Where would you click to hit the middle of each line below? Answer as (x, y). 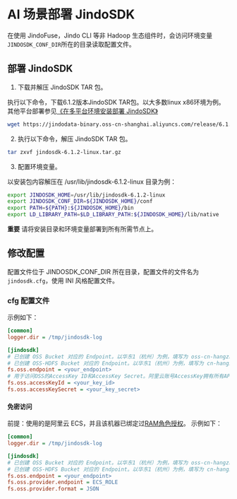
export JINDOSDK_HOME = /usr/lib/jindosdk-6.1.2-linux (86, 195)
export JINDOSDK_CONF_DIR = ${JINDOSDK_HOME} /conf (80, 201)
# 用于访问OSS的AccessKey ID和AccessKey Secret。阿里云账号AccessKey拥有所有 (116, 376)
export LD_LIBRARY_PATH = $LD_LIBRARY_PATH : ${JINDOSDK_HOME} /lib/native (113, 215)
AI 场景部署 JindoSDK (71, 14)
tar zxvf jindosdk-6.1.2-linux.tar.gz (64, 152)
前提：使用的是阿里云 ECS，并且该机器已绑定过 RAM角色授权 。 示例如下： (115, 423)
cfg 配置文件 (29, 300)
